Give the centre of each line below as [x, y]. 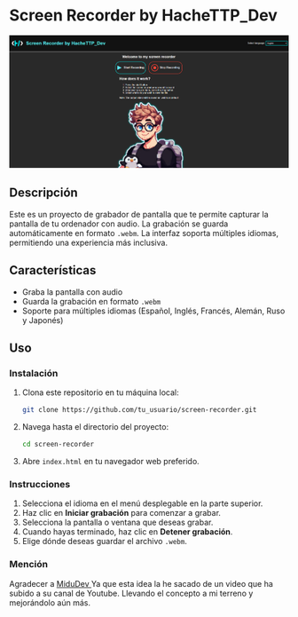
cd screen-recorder [58, 445]
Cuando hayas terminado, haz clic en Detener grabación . [127, 532]
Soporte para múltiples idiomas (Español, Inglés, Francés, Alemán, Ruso [153, 311]
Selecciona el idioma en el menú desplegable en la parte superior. [142, 503]
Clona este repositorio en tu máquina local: [100, 392]
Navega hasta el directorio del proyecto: [95, 427]
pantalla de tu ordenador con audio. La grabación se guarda [119, 224]
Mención [29, 565]
